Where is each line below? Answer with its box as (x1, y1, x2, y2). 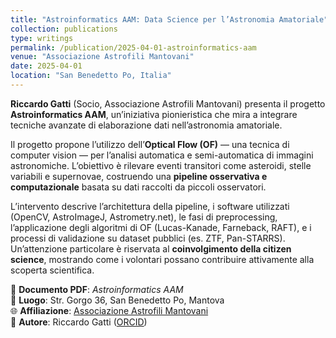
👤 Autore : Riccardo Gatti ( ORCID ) (10, 316, 148, 328)
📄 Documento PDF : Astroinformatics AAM (10, 283, 184, 295)
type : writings (10, 33, 74, 43)
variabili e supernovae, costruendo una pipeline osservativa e (10, 170, 268, 182)
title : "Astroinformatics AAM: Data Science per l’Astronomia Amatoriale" (10, 14, 329, 25)
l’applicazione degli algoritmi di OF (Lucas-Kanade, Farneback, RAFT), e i (10, 221, 312, 233)
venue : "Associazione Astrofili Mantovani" (10, 52, 195, 62)
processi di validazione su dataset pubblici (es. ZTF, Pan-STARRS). (10, 232, 286, 244)
